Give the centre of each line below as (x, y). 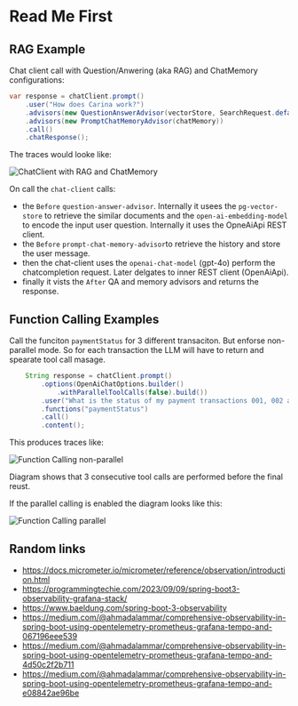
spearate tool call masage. (58, 360)
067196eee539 (50, 636)
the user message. (56, 253)
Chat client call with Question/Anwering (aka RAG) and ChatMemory (134, 70)
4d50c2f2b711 (48, 665)
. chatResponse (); (57, 138)
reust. (20, 486)
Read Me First (61, 16)
